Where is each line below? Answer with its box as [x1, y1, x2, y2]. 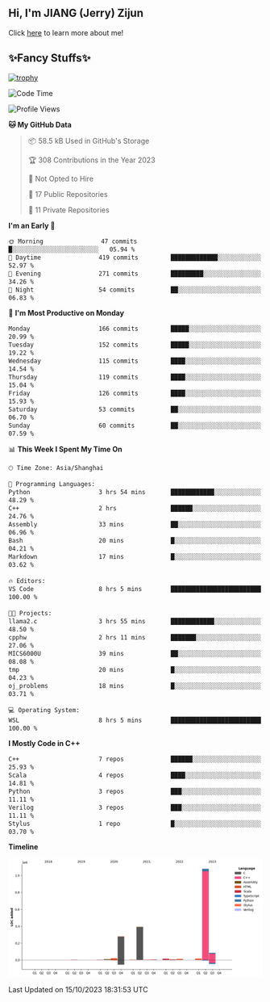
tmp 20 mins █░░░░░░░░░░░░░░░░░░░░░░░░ [8, 665, 262, 673]
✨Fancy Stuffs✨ [8, 52, 91, 65]
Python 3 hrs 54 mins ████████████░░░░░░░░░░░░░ [8, 488, 262, 496]
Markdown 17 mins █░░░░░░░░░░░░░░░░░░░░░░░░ [8, 552, 262, 560]
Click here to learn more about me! [8, 27, 124, 37]
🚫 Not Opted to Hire [27, 174, 94, 183]
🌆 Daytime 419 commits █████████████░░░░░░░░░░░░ [8, 254, 262, 262]
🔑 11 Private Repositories [27, 205, 110, 215]
